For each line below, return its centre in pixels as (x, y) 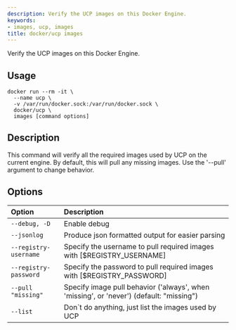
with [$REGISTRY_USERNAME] (115, 255)
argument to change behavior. (51, 170)
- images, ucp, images (40, 27)
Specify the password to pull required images (139, 267)
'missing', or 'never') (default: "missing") (131, 296)
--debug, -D (31, 223)
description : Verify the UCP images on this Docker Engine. (97, 14)
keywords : (22, 20)
